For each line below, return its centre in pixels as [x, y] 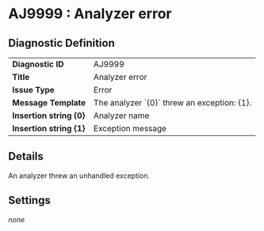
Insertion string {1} [49, 129]
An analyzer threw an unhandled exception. [79, 176]
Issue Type [34, 90]
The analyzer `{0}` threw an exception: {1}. [173, 102]
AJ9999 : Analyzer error [90, 14]
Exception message [130, 129]
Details [26, 156]
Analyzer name [122, 116]
